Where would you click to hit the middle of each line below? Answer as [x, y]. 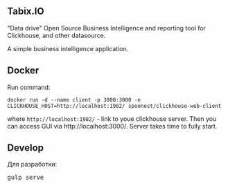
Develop [25, 148]
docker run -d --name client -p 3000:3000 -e [74, 100]
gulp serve [26, 178]
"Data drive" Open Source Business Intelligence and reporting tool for [107, 28]
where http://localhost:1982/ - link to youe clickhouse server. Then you [112, 119]
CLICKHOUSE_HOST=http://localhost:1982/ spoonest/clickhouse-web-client [114, 106]
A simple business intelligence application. [68, 48]
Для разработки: [32, 164]
